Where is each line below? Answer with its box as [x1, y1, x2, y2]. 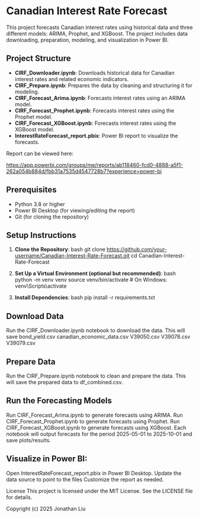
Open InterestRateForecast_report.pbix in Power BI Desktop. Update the [6, 469, 182, 477]
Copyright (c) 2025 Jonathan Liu [6, 505, 86, 512]
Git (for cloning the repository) [14, 213, 89, 220]
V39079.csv [6, 339, 36, 347]
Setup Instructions [6, 230, 76, 240]
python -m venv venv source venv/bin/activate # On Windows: [14, 276, 168, 284]
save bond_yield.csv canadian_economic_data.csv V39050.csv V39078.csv [6, 333, 191, 340]
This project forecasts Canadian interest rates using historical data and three [6, 24, 193, 31]
